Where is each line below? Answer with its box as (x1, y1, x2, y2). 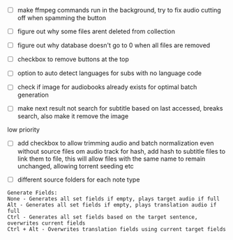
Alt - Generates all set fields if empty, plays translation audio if (7, 201, 217, 208)
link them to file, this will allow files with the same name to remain (17, 154, 206, 163)
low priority (7, 125, 40, 134)
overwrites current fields (7, 219, 86, 227)
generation (17, 90, 49, 99)
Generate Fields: (7, 189, 58, 196)
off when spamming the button (17, 14, 107, 22)
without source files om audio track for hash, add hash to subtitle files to (17, 147, 225, 155)
